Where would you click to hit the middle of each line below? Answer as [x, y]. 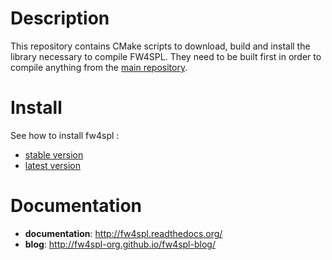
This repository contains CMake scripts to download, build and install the [160, 46]
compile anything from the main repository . [99, 67]
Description [60, 18]
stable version [54, 154]
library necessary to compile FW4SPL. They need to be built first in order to [166, 56]
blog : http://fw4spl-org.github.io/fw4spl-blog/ [120, 244]
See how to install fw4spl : [65, 135]
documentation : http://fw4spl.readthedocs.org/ [123, 233]
